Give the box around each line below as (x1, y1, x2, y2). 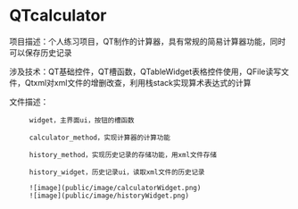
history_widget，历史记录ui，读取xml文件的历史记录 (29, 167, 205, 177)
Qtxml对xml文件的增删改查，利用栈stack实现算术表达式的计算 (24, 77, 252, 88)
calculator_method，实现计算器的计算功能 (29, 133, 171, 142)
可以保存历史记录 (9, 46, 72, 58)
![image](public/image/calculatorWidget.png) (29, 183, 202, 192)
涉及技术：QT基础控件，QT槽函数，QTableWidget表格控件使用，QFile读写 (9, 66, 282, 77)
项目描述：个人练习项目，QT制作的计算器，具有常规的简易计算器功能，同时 (9, 36, 286, 46)
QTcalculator (9, 5, 107, 26)
